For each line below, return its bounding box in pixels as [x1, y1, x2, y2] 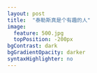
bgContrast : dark [7, 42, 58, 49]
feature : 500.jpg [13, 29, 64, 37]
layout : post [7, 10, 45, 17]
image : [7, 23, 27, 30]
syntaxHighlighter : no [7, 56, 73, 63]
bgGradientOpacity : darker [7, 49, 86, 56]
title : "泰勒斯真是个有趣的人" [7, 17, 91, 24]
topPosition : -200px [13, 36, 73, 43]
